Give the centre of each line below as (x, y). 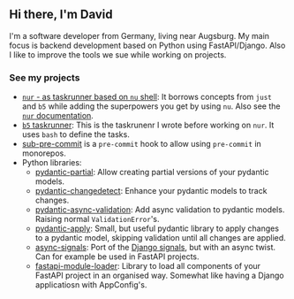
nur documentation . (58, 116)
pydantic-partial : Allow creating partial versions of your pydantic (152, 172)
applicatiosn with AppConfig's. (91, 285)
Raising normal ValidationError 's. (97, 219)
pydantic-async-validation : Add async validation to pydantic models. (160, 210)
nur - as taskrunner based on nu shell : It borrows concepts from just (147, 97)
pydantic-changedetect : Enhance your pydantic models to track (151, 191)
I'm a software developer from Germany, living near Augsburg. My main (139, 35)
